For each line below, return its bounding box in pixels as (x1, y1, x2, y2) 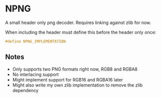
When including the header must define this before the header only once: (5, 29, 156, 35)
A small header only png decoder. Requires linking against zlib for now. (5, 19, 151, 25)
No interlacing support (12, 71, 59, 77)
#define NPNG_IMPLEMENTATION (5, 38, 66, 44)
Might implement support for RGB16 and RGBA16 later (12, 76, 123, 82)
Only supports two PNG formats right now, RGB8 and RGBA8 (12, 66, 138, 72)
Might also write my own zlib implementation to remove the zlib (12, 82, 143, 88)
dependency (12, 87, 39, 93)
